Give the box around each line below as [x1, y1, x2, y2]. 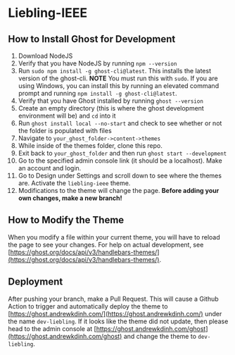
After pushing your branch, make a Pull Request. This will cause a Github [8, 294, 219, 303]
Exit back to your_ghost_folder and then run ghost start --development [18, 149, 227, 157]
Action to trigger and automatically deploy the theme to [8, 301, 168, 311]
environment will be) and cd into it [18, 111, 116, 120]
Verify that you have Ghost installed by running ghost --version [18, 96, 203, 105]
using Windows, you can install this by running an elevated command [18, 82, 220, 89]
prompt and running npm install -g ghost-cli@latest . [18, 89, 178, 97]
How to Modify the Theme [8, 214, 125, 226]
